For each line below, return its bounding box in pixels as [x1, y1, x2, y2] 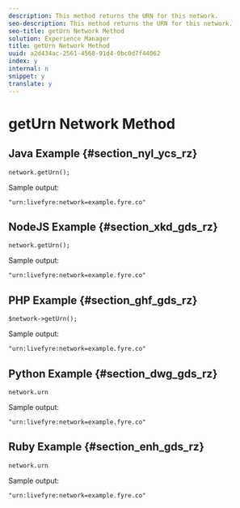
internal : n [8, 65, 48, 73]
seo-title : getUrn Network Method [8, 27, 125, 35]
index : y [8, 58, 38, 66]
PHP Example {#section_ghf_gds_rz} [8, 293, 198, 307]
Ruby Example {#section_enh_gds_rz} [8, 440, 204, 454]
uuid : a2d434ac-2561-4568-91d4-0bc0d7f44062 [8, 49, 161, 58]
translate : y [8, 79, 53, 88]
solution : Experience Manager [8, 34, 111, 43]
